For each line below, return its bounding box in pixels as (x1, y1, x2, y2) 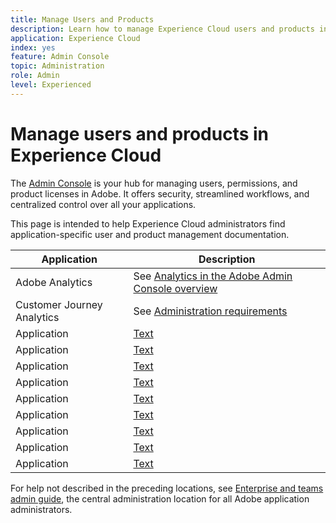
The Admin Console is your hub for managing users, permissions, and (10, 177, 298, 189)
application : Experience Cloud (10, 33, 141, 43)
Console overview (133, 281, 218, 295)
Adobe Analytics (15, 275, 93, 289)
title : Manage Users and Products (10, 14, 155, 25)
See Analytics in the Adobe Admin (133, 269, 293, 283)
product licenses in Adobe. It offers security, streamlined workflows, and (10, 187, 310, 200)
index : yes (10, 42, 56, 53)
